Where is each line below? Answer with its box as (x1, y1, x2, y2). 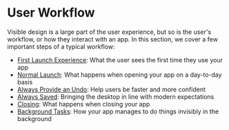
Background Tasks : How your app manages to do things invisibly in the (17, 107, 219, 115)
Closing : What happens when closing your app (17, 100, 150, 108)
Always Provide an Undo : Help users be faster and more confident (17, 85, 206, 93)
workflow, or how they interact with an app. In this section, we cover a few (7, 35, 219, 43)
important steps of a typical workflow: (7, 42, 115, 50)
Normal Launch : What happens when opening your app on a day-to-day (17, 71, 222, 79)
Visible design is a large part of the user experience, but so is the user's (7, 28, 212, 36)
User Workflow (7, 5, 95, 21)
